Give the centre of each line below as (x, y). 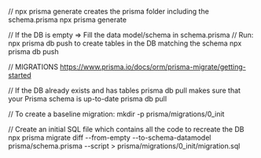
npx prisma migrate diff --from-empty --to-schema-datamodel (110, 138)
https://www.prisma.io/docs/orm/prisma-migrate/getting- (153, 67)
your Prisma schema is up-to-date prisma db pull (88, 99)
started (20, 75)
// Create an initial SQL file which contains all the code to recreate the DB (126, 129)
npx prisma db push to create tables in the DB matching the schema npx (125, 43)
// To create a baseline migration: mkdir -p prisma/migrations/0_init (116, 114)
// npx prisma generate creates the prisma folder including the (109, 11)
